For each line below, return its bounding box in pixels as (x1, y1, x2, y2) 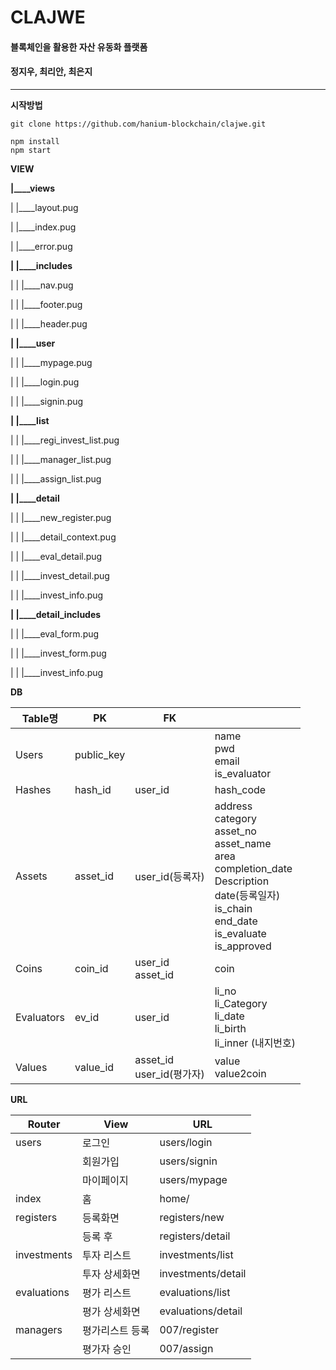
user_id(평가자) (134, 1067, 205, 1081)
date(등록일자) (214, 888, 281, 902)
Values (15, 1060, 48, 1074)
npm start (10, 145, 52, 155)
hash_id (74, 782, 112, 796)
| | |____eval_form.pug (10, 627, 100, 640)
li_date (214, 1009, 245, 1023)
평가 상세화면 (82, 1304, 141, 1318)
